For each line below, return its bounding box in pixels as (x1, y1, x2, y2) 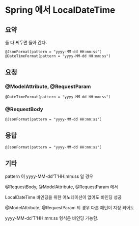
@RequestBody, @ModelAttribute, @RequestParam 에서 (5, 184, 118, 190)
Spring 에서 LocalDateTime (5, 4, 115, 16)
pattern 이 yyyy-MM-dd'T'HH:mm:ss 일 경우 (5, 173, 93, 179)
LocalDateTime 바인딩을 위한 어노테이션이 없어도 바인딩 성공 (5, 194, 122, 200)
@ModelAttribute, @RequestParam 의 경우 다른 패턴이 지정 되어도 (5, 204, 135, 210)
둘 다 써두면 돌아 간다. (5, 40, 47, 45)
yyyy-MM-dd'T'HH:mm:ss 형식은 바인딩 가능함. (5, 215, 99, 221)
